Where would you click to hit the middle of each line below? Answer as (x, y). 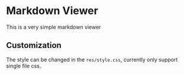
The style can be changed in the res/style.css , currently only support (92, 59)
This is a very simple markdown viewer (54, 27)
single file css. (24, 66)
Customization (34, 45)
